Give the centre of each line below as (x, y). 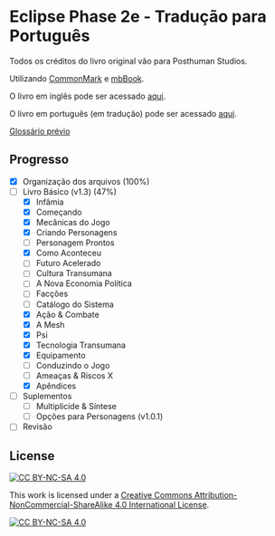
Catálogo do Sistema (75, 304)
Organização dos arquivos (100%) (86, 181)
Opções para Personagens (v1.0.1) (100, 416)
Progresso (39, 160)
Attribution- (216, 495)
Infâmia (50, 202)
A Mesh (50, 324)
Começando (59, 212)
